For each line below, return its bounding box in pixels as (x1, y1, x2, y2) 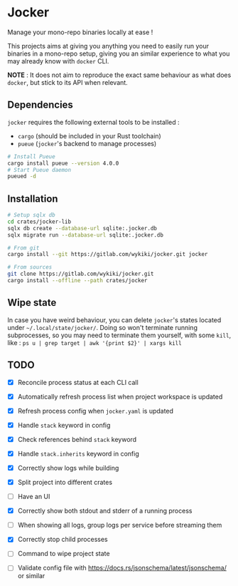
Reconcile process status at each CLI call (17, 378, 139, 386)
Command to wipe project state (17, 550, 110, 558)
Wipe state (7, 297, 57, 309)
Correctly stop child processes (17, 535, 108, 544)
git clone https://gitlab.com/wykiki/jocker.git (7, 270, 154, 278)
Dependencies (7, 99, 73, 111)
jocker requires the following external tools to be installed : (7, 118, 180, 126)
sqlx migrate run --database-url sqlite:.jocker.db (7, 231, 163, 239)
